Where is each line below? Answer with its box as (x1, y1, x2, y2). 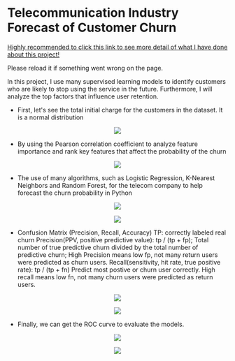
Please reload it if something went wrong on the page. (7, 64, 163, 72)
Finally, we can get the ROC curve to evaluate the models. (17, 320, 185, 328)
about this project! (7, 50, 60, 59)
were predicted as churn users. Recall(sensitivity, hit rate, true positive (17, 258, 221, 266)
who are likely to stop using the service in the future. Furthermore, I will (7, 84, 213, 93)
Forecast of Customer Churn (7, 20, 177, 36)
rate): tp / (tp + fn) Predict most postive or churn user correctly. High (17, 265, 215, 274)
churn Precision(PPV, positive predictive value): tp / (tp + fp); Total (17, 235, 209, 244)
